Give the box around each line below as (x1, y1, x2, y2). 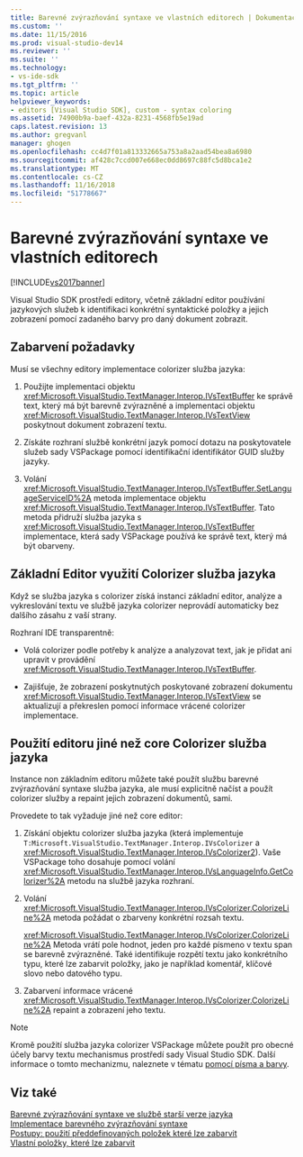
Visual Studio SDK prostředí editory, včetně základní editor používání (10, 294, 265, 305)
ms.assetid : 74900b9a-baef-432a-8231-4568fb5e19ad (10, 114, 204, 123)
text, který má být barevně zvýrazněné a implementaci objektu (22, 400, 255, 411)
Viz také (10, 1085, 58, 1100)
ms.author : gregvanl (10, 131, 88, 140)
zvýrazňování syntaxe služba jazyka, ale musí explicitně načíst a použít (10, 783, 273, 794)
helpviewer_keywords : (10, 96, 92, 106)
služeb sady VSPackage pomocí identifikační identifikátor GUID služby (22, 446, 285, 457)
